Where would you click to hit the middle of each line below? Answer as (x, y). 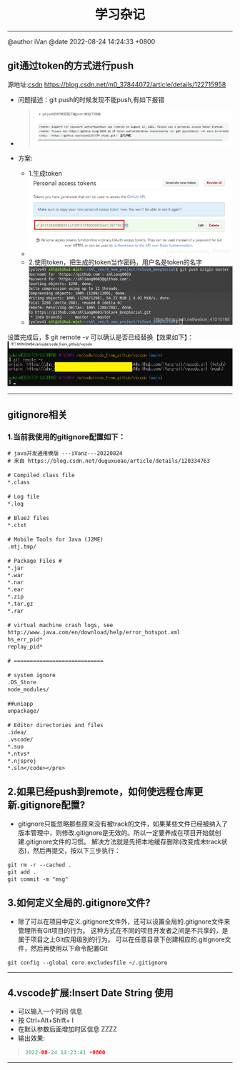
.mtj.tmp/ (22, 546)
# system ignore (31, 675)
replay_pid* (25, 646)
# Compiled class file (41, 475)
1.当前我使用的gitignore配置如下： (67, 436)
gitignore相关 (37, 415)
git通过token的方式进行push (71, 66)
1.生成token (45, 173)
